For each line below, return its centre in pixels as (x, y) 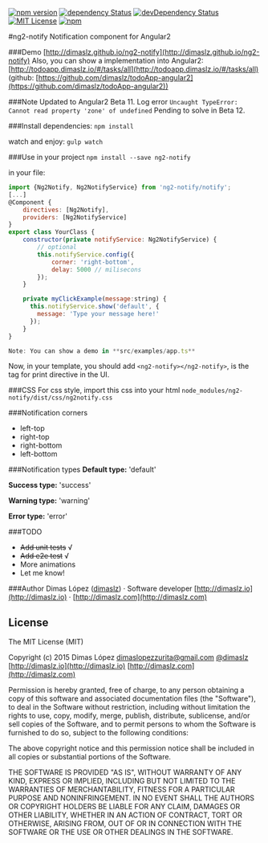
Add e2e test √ (45, 556)
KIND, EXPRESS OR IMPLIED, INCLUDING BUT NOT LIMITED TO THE (122, 781)
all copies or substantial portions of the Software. (89, 757)
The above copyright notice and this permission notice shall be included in (131, 748)
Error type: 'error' (38, 516)
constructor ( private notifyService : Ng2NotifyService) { (120, 240)
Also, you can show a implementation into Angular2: (118, 61)
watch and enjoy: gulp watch (55, 141)
